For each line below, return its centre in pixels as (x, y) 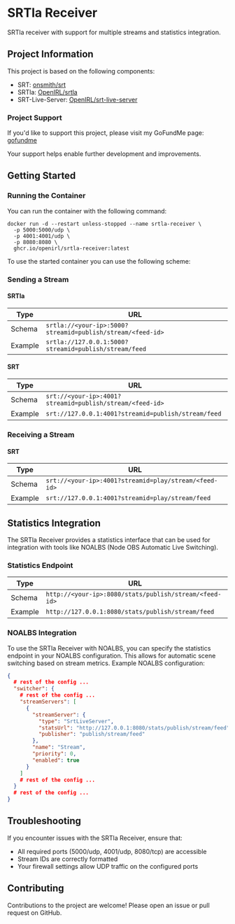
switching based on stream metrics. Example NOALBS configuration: (106, 663)
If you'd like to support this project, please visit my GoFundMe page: (106, 133)
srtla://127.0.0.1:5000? (87, 342)
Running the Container (47, 196)
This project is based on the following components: (81, 71)
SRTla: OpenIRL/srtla (48, 92)
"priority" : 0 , (55, 754)
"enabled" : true (56, 760)
